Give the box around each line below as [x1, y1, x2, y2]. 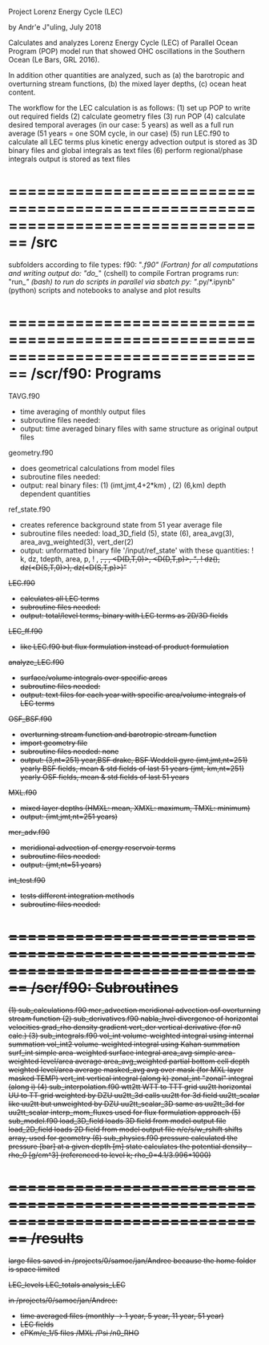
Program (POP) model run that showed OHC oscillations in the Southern [8, 47, 246, 55]
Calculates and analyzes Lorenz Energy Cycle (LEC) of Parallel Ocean [8, 38, 239, 47]
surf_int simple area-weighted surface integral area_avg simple [8, 1047, 216, 1057]
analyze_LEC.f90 [8, 657, 65, 666]
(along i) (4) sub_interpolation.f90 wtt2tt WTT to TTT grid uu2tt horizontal [8, 1082, 252, 1092]
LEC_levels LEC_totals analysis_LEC [8, 1279, 126, 1290]
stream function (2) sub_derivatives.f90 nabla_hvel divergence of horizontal [8, 1014, 259, 1023]
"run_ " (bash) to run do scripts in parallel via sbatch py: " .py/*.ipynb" [8, 277, 235, 286]
